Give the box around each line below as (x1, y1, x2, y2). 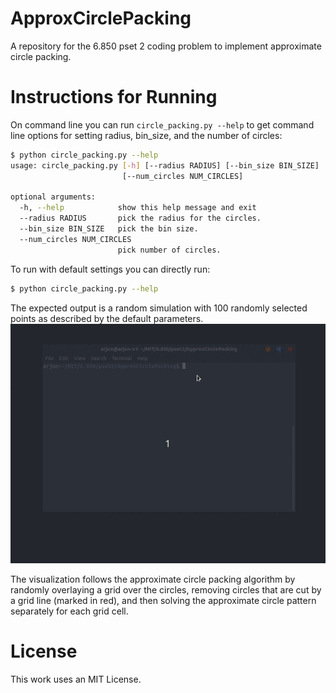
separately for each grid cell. (10, 605, 129, 617)
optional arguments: (10, 192, 97, 202)
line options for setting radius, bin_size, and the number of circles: (10, 129, 283, 141)
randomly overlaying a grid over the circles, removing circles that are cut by (10, 583, 322, 596)
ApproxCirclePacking (10, 7, 192, 30)
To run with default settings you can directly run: (10, 263, 211, 275)
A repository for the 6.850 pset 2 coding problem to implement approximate (10, 40, 322, 52)
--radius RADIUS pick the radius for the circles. (19, 213, 262, 224)
